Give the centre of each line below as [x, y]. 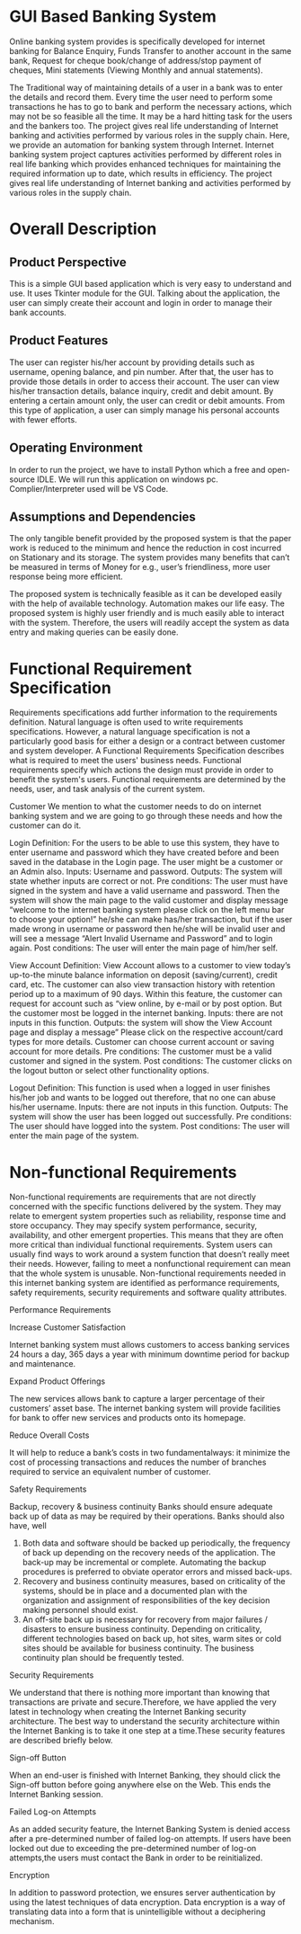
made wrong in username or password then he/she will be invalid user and [147, 929]
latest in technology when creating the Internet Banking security [128, 1712]
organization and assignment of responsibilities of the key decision [146, 1600]
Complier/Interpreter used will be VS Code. [89, 488]
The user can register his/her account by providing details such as [132, 362]
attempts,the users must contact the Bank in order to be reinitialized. [136, 1858]
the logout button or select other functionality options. [109, 1071]
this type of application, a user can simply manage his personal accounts [145, 410]
